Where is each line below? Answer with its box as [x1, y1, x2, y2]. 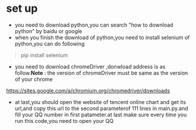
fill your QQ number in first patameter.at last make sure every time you [14, 111, 187, 118]
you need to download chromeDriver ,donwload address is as [14, 63, 166, 70]
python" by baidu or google [14, 27, 83, 34]
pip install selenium [20, 51, 68, 58]
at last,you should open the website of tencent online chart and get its [14, 98, 186, 105]
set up [6, 2, 38, 15]
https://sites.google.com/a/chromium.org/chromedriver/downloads [6, 87, 170, 94]
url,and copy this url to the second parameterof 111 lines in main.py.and [14, 105, 188, 112]
